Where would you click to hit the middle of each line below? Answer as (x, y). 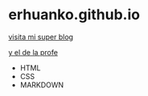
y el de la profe (33, 52)
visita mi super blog (41, 37)
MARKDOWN (42, 85)
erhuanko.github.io (74, 15)
